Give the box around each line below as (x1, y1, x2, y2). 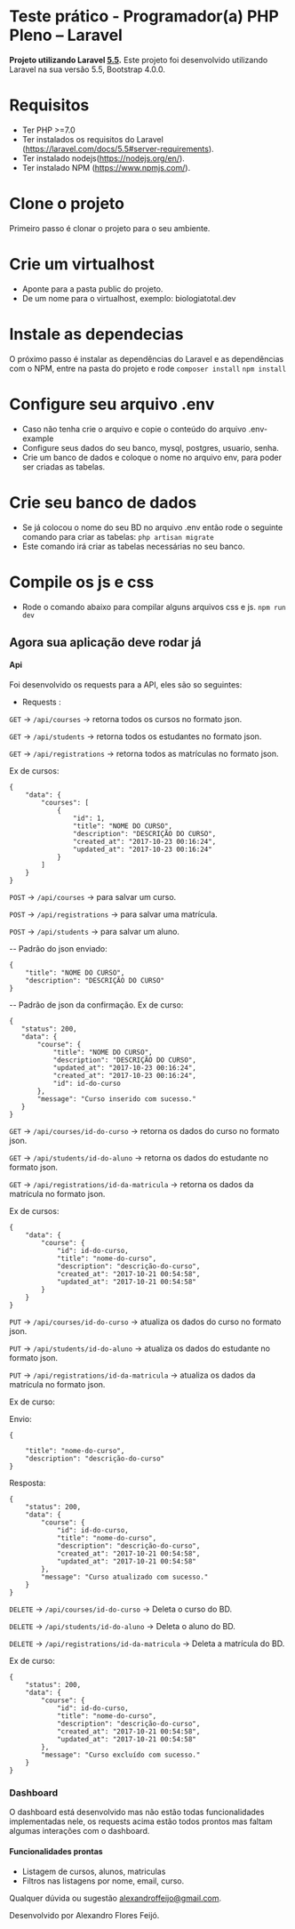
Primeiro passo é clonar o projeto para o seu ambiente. (9, 222, 211, 233)
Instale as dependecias (9, 324, 184, 344)
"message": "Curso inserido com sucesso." (36, 1095, 197, 1104)
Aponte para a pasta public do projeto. (21, 283, 163, 294)
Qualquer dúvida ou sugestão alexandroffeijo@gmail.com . (9, 1893, 222, 1903)
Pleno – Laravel (9, 25, 123, 45)
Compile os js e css (9, 572, 155, 592)
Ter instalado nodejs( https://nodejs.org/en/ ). (21, 153, 185, 164)
